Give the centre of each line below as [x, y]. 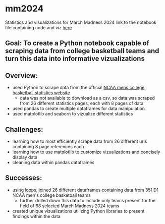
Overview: [22, 76]
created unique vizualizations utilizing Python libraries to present [78, 211]
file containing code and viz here [39, 27]
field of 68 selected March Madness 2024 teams [70, 206]
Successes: [24, 178]
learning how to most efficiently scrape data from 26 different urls [80, 141]
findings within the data [36, 216]
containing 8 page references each [48, 146]
